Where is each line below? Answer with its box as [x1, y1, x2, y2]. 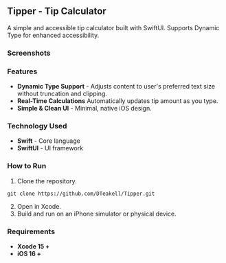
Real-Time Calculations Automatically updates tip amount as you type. [16, 97, 218, 105]
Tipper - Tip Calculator [7, 5, 106, 17]
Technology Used [7, 121, 67, 130]
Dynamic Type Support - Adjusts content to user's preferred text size [16, 82, 215, 91]
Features [7, 67, 38, 76]
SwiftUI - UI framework [16, 144, 84, 152]
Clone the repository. [16, 176, 77, 185]
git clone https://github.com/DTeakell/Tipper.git [7, 190, 155, 197]
